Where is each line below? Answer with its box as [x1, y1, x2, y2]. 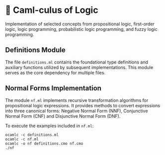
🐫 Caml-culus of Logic [5, 4, 98, 16]
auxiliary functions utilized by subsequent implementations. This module [5, 64, 153, 70]
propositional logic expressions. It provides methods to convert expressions [5, 102, 161, 108]
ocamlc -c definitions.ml [5, 132, 59, 137]
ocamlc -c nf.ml [5, 137, 39, 142]
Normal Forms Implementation [5, 84, 102, 92]
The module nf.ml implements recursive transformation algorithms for [5, 97, 149, 103]
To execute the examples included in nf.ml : [5, 123, 94, 129]
